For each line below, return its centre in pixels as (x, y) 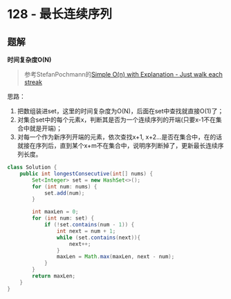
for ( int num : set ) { (63, 218)
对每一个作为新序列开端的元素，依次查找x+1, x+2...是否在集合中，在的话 (120, 137)
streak (33, 82)
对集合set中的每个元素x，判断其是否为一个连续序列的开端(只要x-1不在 (117, 119)
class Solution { (32, 167)
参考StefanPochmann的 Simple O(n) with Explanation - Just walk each (123, 74)
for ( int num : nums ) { (65, 186)
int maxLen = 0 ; (55, 212)
